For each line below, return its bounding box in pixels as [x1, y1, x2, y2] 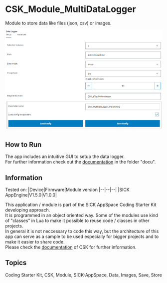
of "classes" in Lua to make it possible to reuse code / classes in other [5, 217, 150, 223]
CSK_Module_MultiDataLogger [5, 3, 136, 15]
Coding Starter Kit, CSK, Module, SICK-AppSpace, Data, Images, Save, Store [5, 271, 162, 278]
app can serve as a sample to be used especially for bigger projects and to [5, 233, 159, 239]
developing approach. [5, 206, 50, 213]
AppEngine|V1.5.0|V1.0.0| [5, 191, 57, 198]
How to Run [5, 140, 42, 148]
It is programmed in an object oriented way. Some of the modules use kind [5, 212, 159, 218]
